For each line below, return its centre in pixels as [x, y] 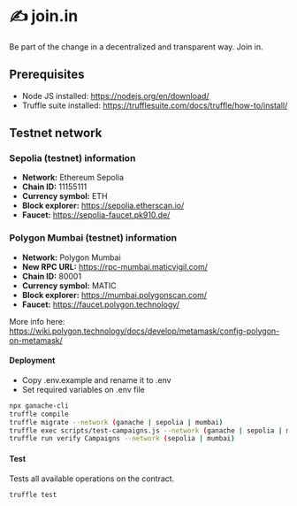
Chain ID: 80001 [52, 276]
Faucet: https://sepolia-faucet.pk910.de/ [96, 215]
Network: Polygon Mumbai [71, 257]
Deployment [32, 360]
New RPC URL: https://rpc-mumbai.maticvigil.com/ [114, 266]
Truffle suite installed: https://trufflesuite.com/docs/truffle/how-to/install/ [155, 105]
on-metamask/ [36, 340]
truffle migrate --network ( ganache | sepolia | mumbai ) [116, 422]
